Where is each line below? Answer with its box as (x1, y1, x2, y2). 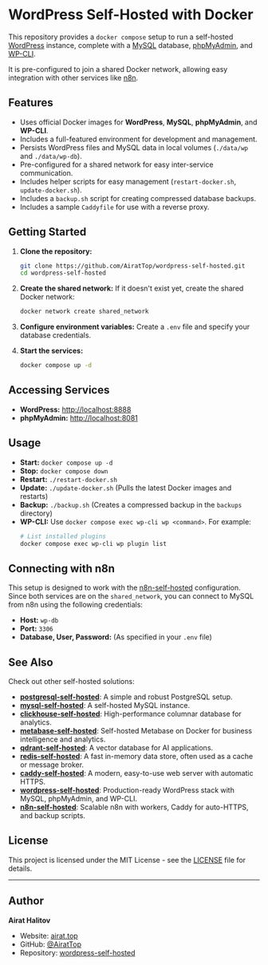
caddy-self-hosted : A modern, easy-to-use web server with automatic (19, 769, 254, 778)
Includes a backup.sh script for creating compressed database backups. (19, 193, 257, 203)
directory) (19, 508, 53, 518)
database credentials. (19, 330, 92, 340)
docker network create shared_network (19, 307, 149, 316)
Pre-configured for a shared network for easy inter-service (19, 160, 214, 169)
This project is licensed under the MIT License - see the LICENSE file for (8, 855, 246, 864)
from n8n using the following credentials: (8, 600, 144, 610)
